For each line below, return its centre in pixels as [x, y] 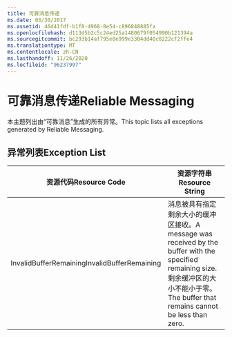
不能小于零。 [196, 289]
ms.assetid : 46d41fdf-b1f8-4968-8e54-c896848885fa [81, 26]
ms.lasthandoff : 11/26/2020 [48, 59]
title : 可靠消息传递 [33, 13]
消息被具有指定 [192, 204]
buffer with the [192, 251]
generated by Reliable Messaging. [56, 129]
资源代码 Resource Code [86, 182]
